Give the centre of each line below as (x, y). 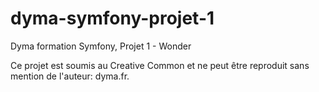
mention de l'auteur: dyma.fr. (70, 76)
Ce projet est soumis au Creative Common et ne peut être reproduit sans (160, 65)
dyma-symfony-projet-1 (112, 18)
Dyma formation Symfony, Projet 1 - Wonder (101, 46)
